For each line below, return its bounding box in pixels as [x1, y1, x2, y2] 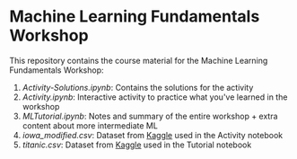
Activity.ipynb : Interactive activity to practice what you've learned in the [22, 92, 288, 102]
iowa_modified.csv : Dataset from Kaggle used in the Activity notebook [22, 129, 284, 140]
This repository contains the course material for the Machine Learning [9, 55, 268, 66]
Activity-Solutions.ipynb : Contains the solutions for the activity [22, 82, 254, 93]
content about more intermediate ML [22, 119, 159, 131]
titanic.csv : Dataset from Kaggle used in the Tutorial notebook [22, 139, 252, 150]
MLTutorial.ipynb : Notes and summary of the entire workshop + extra [22, 110, 278, 121]
